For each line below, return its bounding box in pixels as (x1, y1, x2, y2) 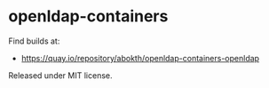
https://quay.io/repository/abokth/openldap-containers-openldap (20, 52, 259, 63)
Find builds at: (8, 36, 60, 46)
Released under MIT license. (8, 69, 113, 81)
